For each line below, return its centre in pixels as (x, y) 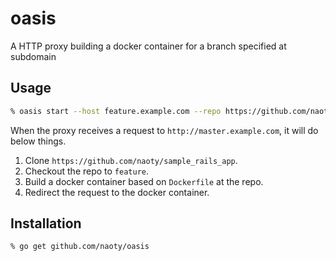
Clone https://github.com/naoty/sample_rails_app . (131, 160)
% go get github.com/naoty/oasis (80, 247)
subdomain (33, 56)
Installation (46, 223)
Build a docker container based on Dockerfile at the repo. (144, 181)
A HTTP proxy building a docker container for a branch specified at (148, 46)
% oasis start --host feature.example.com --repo (116, 111)
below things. (38, 141)
